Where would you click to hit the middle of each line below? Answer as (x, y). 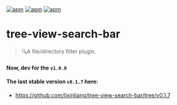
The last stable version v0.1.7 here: (52, 82)
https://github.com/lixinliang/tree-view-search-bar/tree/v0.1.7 (93, 95)
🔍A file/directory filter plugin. (58, 51)
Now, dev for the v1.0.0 (37, 68)
